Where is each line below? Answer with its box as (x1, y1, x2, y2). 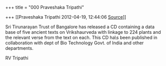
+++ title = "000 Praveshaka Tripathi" (5, 5, 84, 10)
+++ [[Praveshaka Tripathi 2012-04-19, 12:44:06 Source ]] (5, 14, 126, 20)
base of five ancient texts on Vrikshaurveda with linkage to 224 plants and (5, 29, 161, 35)
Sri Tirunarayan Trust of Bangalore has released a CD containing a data (5, 24, 155, 30)
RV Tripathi (5, 55, 29, 61)
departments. (5, 45, 34, 51)
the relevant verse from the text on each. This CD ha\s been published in (5, 35, 158, 40)
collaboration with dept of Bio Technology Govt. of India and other (5, 40, 144, 46)
